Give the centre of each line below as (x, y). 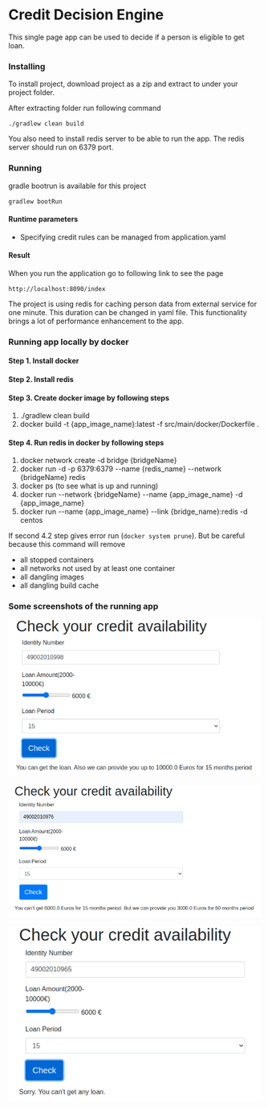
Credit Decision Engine (86, 15)
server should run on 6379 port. (61, 147)
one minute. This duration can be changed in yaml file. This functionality (128, 312)
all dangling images (52, 577)
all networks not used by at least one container (97, 568)
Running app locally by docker (69, 342)
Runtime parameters (43, 220)
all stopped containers (57, 560)
